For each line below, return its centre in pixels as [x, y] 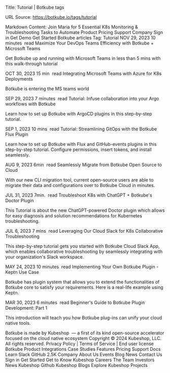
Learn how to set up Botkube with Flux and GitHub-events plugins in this [81, 144]
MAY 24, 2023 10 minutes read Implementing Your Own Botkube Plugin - [82, 267]
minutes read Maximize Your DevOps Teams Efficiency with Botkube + [79, 43]
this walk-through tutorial [31, 64]
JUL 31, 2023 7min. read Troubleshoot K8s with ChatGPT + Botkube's [79, 195]
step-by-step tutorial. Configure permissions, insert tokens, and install [79, 150]
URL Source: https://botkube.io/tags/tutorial [51, 17]
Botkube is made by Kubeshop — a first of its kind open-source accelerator [85, 333]
